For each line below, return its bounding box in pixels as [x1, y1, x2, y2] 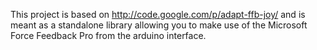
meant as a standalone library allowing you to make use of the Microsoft [10, 19, 308, 31]
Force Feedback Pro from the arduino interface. [10, 30, 207, 41]
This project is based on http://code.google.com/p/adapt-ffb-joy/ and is [10, 9, 306, 20]
